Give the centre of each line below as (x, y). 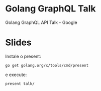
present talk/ (20, 84)
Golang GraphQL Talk (51, 9)
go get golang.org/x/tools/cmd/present (47, 65)
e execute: (16, 75)
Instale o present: (23, 56)
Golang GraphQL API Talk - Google (41, 22)
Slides (18, 43)
